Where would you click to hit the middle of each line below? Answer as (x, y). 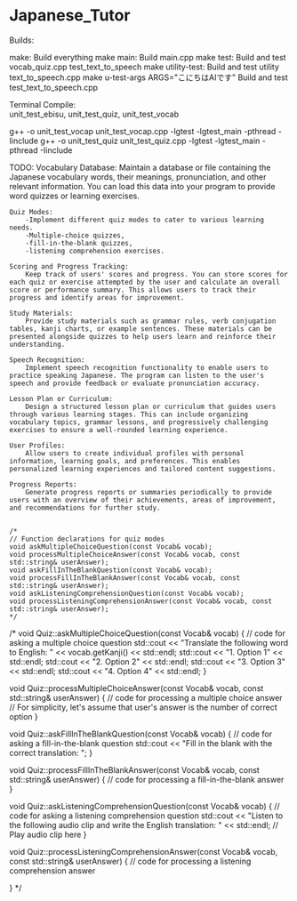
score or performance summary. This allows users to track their (132, 290)
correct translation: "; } (51, 752)
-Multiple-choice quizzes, (75, 235)
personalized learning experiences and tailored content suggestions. (143, 469)
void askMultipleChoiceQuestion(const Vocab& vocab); (111, 547)
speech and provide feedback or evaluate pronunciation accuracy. (135, 383)
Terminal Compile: (43, 104)
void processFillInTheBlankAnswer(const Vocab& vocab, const (125, 578)
